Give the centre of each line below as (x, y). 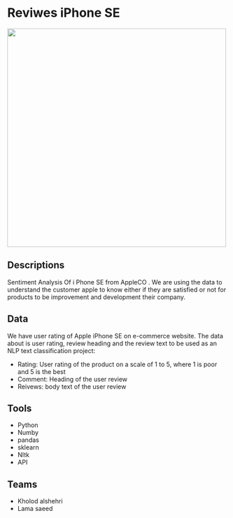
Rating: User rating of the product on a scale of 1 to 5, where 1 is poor (117, 364)
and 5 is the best (42, 371)
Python (28, 425)
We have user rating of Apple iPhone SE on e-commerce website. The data (115, 336)
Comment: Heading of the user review (72, 379)
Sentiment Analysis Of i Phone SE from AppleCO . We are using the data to (115, 282)
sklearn (28, 447)
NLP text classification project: (51, 350)
